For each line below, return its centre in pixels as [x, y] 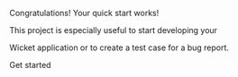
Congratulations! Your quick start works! [84, 13]
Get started [30, 65]
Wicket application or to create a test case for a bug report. [119, 47]
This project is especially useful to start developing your [114, 30]
